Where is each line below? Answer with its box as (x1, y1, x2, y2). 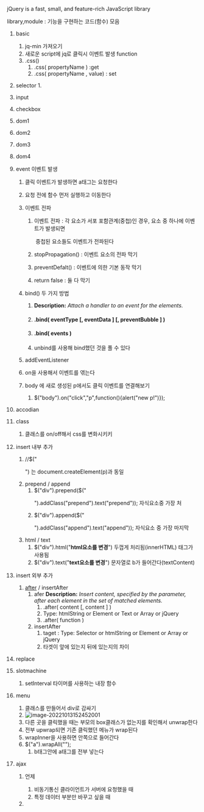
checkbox (15, 106, 41, 112)
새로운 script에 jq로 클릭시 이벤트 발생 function (24, 50, 138, 57)
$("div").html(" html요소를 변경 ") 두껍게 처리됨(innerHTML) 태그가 (33, 543, 194, 551)
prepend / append (24, 480, 71, 487)
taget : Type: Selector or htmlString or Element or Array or (43, 629, 188, 636)
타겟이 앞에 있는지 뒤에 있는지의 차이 (43, 643, 130, 650)
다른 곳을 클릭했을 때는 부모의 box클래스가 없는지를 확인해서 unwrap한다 (24, 718, 198, 725)
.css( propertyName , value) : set (33, 70, 117, 77)
